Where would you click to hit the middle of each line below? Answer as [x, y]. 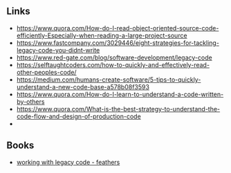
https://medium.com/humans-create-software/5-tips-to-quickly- [109, 80]
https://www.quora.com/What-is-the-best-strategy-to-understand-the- [118, 109]
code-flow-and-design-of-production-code [78, 116]
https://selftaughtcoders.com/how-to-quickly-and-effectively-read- [113, 64]
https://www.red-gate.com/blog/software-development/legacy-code [114, 57]
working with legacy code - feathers [68, 162]
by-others [30, 101]
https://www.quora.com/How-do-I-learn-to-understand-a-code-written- [120, 94]
